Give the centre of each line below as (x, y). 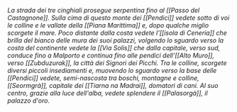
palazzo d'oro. (29, 101)
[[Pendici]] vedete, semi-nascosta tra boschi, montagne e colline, (104, 78)
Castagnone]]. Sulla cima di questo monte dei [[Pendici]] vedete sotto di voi (118, 18)
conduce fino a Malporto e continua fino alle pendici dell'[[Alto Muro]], (111, 55)
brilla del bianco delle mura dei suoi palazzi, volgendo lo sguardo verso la (116, 40)
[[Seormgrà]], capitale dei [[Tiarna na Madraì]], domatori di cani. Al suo (113, 85)
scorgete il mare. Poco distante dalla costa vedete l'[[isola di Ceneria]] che (117, 33)
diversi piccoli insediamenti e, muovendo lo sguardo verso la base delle (112, 71)
